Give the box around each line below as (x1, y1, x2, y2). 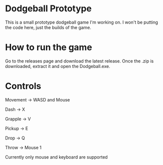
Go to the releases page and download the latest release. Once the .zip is (5, 58, 154, 64)
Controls (5, 81, 41, 92)
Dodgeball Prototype (5, 3, 92, 14)
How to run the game (5, 42, 93, 53)
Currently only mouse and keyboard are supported (5, 154, 108, 160)
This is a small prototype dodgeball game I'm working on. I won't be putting (5, 19, 159, 25)
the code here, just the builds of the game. (5, 24, 92, 30)
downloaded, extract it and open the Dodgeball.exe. (5, 63, 110, 69)
